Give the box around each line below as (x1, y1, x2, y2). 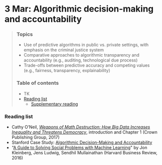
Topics (16, 31, 33, 38)
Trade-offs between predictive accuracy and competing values (23, 62, 150, 68)
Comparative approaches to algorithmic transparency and (23, 52, 139, 58)
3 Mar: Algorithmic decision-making (4, 3, 154, 15)
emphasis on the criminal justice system (23, 47, 104, 53)
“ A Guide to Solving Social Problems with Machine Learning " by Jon (11, 145, 147, 150)
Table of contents (16, 80, 59, 87)
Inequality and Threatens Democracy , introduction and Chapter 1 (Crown (11, 129, 158, 135)
